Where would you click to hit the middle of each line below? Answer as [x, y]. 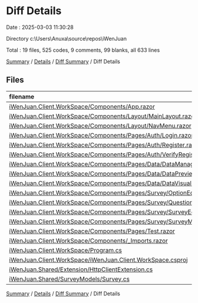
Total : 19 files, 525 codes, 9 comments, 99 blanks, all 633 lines [83, 50]
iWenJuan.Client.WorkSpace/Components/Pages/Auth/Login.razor [101, 135]
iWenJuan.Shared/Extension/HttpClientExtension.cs [81, 269]
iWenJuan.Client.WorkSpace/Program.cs [66, 250]
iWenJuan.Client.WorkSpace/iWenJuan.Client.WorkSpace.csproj [98, 259]
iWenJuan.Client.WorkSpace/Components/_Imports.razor [88, 241]
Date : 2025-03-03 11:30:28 [40, 27]
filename [22, 97]
